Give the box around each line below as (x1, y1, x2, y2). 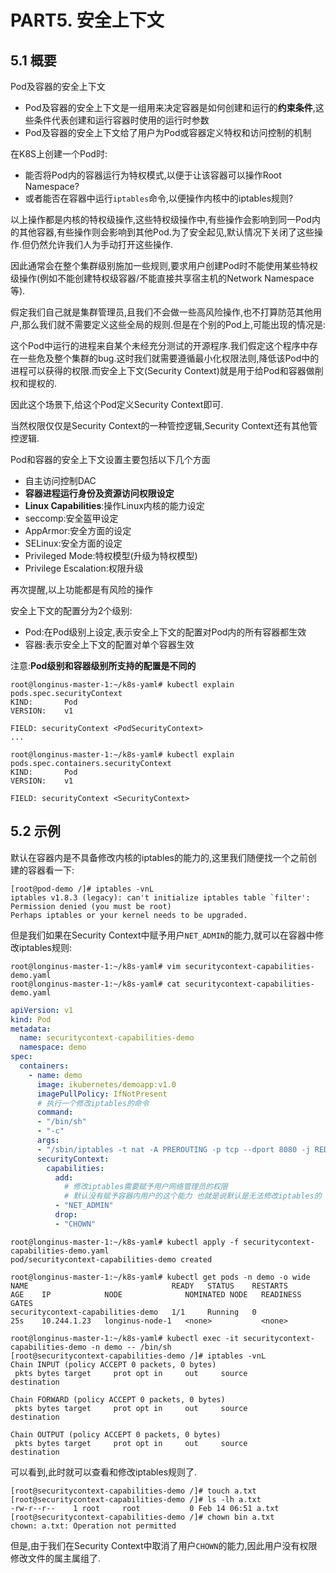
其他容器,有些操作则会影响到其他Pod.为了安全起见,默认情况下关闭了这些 (18, 226, 315, 238)
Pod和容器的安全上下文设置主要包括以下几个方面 (10, 454, 211, 465)
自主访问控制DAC (24, 475, 97, 486)
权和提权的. (10, 377, 58, 389)
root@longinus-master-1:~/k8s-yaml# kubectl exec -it (10, 1333, 240, 1343)
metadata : (10, 1024, 52, 1034)
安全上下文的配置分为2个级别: (10, 605, 133, 616)
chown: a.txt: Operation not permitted (10, 1521, 177, 1531)
